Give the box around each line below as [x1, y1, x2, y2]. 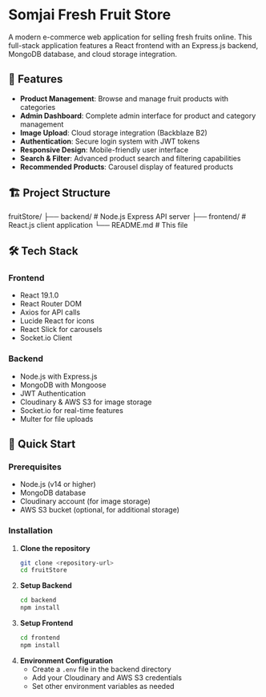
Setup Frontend [19, 618, 74, 628]
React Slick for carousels [19, 325, 103, 334]
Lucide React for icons [19, 316, 95, 326]
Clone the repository [19, 543, 91, 553]
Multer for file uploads [19, 414, 94, 423]
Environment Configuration [19, 655, 114, 665]
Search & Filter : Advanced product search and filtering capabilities [19, 153, 241, 163]
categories [19, 102, 56, 111]
